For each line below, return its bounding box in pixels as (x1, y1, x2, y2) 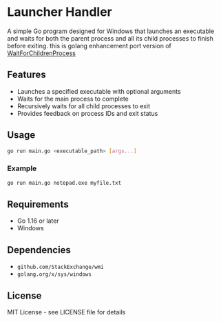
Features (7, 69, 46, 81)
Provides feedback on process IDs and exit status (17, 109, 158, 117)
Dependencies (7, 244, 71, 256)
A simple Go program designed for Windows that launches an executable (7, 27, 215, 35)
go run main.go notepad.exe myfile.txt (7, 179, 122, 186)
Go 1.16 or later (17, 217, 60, 225)
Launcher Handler (7, 4, 112, 20)
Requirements (7, 199, 69, 210)
